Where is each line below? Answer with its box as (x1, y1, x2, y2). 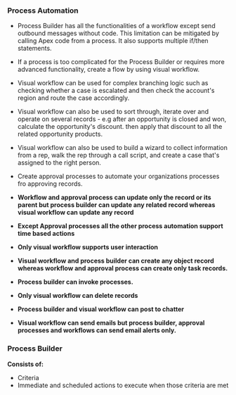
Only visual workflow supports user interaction (17, 243, 159, 251)
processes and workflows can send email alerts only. (17, 326, 177, 334)
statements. (17, 44, 52, 53)
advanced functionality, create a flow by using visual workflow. (17, 65, 200, 74)
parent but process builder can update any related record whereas (17, 201, 216, 209)
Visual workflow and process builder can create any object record (17, 256, 214, 265)
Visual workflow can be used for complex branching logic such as (17, 79, 209, 87)
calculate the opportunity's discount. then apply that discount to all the (17, 123, 223, 131)
